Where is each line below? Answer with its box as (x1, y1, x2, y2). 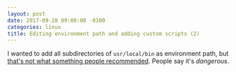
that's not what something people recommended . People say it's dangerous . (7, 57, 230, 66)
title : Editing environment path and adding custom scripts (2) (7, 30, 200, 37)
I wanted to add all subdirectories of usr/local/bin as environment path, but (7, 49, 229, 58)
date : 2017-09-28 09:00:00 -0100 (7, 17, 106, 24)
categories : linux (7, 23, 61, 30)
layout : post (7, 10, 46, 18)
